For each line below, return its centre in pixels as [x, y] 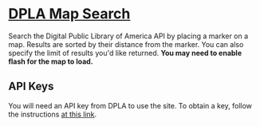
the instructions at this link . [53, 114]
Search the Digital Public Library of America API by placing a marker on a [128, 36]
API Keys [31, 87]
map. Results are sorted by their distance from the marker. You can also [126, 44]
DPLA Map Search [69, 14]
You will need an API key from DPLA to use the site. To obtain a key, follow [130, 105]
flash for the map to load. [51, 61]
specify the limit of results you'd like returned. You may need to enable [125, 53]
